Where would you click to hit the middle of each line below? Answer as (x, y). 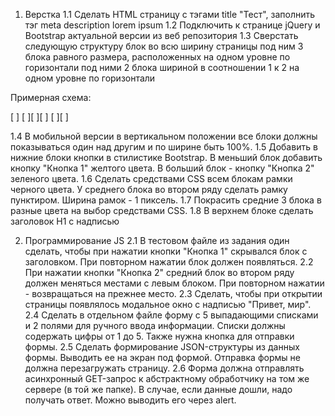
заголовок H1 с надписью (65, 221)
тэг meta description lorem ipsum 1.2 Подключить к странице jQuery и (172, 25)
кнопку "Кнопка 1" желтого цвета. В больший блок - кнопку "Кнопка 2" (162, 168)
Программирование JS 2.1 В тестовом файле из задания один (157, 240)
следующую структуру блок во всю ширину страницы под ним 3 (164, 46)
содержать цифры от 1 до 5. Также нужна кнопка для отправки (159, 336)
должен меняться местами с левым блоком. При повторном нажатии (174, 283)
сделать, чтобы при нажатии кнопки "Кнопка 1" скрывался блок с (166, 251)
